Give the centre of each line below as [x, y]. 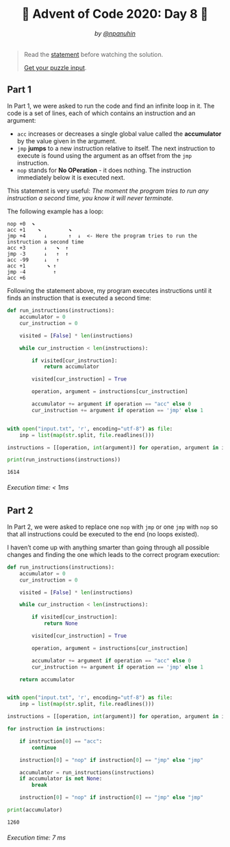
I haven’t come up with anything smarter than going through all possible [108, 547]
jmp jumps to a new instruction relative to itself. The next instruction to [116, 148]
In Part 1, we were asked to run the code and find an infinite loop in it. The [111, 106]
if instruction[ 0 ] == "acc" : [61, 741]
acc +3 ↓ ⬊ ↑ [38, 248]
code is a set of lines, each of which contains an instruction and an [101, 113]
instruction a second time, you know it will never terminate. [90, 198]
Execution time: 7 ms [37, 837]
